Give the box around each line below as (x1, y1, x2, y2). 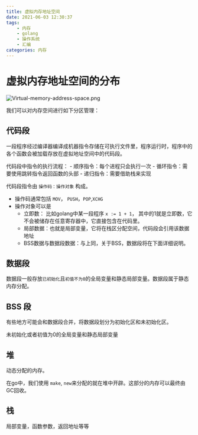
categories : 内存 (6, 47, 47, 53)
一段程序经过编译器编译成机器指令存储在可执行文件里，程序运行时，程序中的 (6, 143, 193, 150)
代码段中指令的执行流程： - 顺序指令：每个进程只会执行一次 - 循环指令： (6, 162, 183, 169)
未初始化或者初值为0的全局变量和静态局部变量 (6, 331, 118, 338)
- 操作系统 (17, 36, 40, 42)
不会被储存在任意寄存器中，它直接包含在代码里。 (23, 217, 143, 224)
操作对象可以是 (14, 202, 51, 210)
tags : (6, 20, 20, 25)
